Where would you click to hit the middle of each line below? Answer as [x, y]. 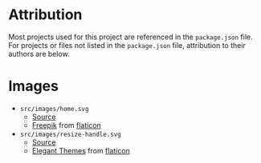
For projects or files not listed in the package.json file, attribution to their [127, 45]
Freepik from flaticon [67, 125]
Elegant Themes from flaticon [81, 150]
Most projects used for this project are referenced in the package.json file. [130, 37]
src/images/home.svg [54, 109]
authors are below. [39, 54]
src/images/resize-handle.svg [71, 134]
